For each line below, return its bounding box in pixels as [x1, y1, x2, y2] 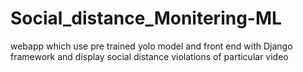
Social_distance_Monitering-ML [10, 7, 282, 30]
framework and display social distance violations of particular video [10, 50, 289, 62]
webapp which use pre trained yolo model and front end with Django [10, 40, 293, 52]
